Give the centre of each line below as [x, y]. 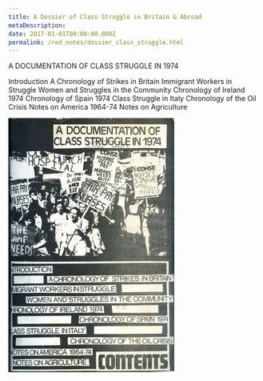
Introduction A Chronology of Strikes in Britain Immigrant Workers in [120, 82]
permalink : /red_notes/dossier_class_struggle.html [96, 42]
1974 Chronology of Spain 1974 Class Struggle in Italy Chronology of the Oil [132, 98]
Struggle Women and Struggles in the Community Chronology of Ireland [127, 90]
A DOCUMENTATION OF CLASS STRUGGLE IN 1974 [94, 66]
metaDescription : [37, 25]
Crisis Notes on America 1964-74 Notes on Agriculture [98, 107]
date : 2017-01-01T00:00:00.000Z [62, 34]
